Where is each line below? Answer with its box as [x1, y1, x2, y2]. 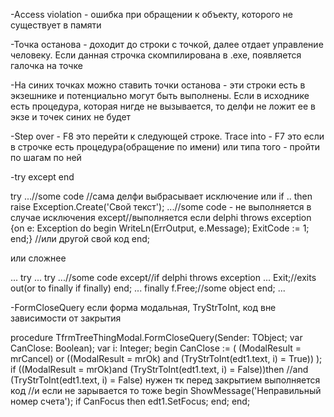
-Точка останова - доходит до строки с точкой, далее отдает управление [10, 39, 324, 50]
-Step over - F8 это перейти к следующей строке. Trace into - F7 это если [10, 130, 325, 142]
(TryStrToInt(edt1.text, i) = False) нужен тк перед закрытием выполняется [10, 374, 321, 386]
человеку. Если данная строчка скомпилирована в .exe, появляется [10, 49, 302, 61]
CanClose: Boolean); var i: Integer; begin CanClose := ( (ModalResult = [10, 342, 302, 354]
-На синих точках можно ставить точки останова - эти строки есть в [10, 79, 306, 91]
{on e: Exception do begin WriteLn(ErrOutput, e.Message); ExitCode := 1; [10, 222, 310, 234]
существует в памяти [10, 19, 102, 31]
